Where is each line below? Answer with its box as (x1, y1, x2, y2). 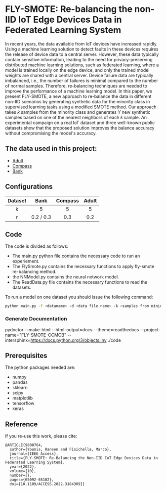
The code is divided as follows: (5, 243, 68, 249)
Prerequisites (5, 351, 47, 359)
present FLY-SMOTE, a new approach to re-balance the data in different (5, 93, 152, 99)
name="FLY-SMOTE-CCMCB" (5, 332, 67, 338)
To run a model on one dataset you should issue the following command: (5, 294, 153, 300)
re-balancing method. (12, 268, 57, 275)
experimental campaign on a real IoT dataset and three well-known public (5, 120, 155, 126)
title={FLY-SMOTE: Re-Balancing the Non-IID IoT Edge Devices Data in (9, 456, 158, 461)
